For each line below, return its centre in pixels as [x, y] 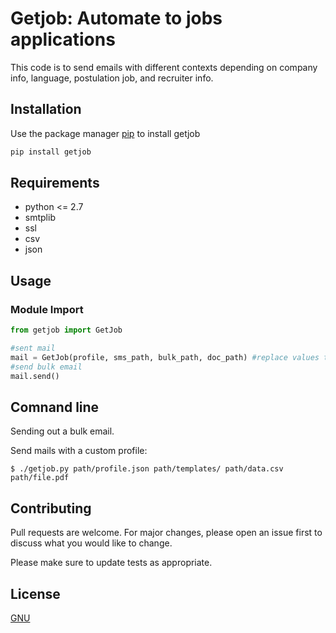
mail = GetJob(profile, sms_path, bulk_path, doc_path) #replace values [165, 357]
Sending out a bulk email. [62, 431]
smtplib [40, 218]
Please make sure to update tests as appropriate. [111, 563]
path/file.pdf [40, 478]
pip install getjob [51, 152]
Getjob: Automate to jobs [116, 18]
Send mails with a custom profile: [79, 451]
